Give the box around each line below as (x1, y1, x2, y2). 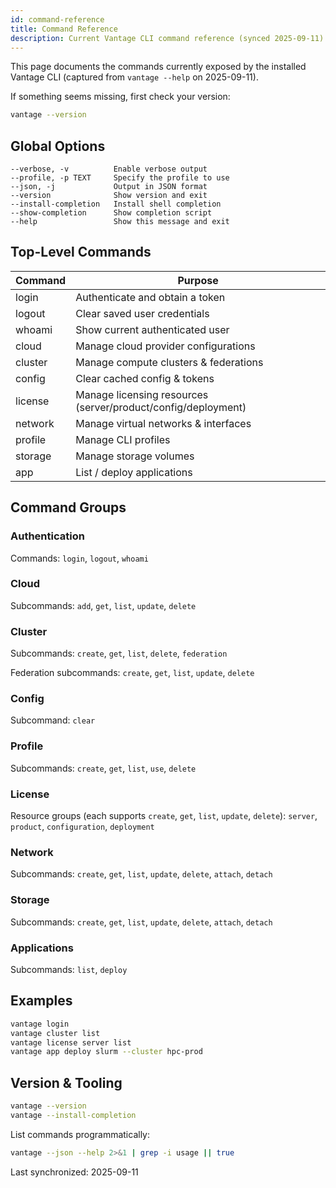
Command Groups (10, 499, 127, 516)
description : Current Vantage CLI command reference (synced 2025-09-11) (10, 33, 325, 43)
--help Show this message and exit (10, 217, 230, 227)
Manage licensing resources (75, 387, 209, 401)
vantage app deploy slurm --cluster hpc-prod (10, 1047, 203, 1057)
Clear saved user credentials (75, 306, 210, 320)
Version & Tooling (10, 1074, 123, 1091)
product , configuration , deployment (10, 821, 155, 833)
